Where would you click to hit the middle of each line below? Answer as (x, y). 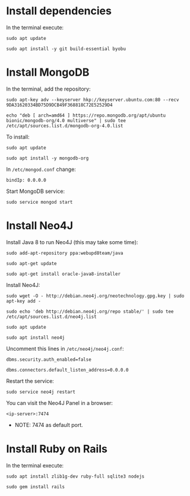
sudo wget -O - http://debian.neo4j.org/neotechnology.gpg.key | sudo (95, 296)
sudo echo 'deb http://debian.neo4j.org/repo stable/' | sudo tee (90, 311)
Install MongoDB (48, 72)
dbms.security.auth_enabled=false (49, 359)
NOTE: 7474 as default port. (49, 425)
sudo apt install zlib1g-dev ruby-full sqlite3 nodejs (75, 476)
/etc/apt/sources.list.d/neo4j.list (51, 317)
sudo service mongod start (39, 202)
